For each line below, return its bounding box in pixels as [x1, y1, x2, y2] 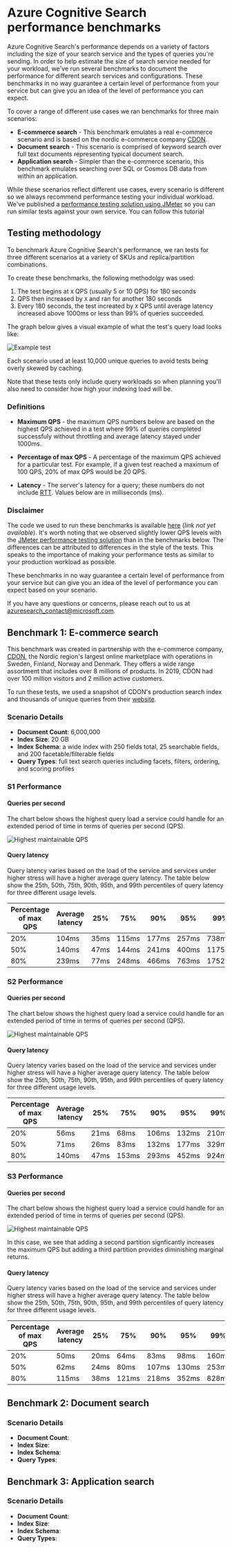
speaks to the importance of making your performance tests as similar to [7, 550, 214, 559]
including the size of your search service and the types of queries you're [7, 50, 214, 58]
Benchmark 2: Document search [7, 1397, 150, 1409]
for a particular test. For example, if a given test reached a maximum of [17, 461, 220, 469]
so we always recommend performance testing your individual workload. [7, 192, 215, 201]
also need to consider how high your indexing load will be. [7, 385, 173, 393]
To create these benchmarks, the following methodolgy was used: [7, 273, 195, 282]
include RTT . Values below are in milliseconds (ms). [17, 488, 164, 497]
